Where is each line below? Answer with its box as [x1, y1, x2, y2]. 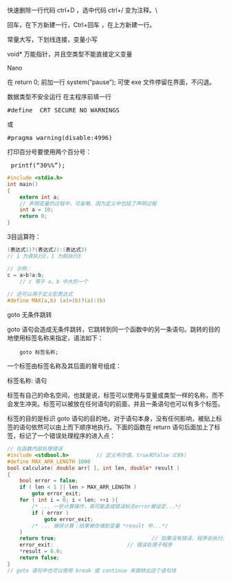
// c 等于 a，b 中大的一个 [19, 278, 89, 285]
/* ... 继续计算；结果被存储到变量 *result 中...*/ [32, 522, 168, 529]
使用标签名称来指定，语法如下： [12, 334, 104, 342]
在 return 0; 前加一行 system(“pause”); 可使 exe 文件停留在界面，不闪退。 [7, 78, 216, 86]
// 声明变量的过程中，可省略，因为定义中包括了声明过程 [19, 200, 157, 207]
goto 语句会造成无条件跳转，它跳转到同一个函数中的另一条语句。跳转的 [7, 325, 208, 333]
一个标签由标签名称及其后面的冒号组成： [7, 362, 122, 370]
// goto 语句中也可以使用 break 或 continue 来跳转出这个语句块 [7, 567, 177, 574]
